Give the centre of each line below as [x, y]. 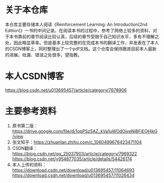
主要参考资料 [31, 111]
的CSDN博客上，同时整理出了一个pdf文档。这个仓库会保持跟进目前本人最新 [81, 49]
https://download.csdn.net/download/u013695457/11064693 [73, 170]
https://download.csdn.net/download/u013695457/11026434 [73, 175]
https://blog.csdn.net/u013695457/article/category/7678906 [66, 90]
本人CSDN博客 [35, 76]
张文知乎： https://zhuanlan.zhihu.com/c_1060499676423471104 [77, 142]
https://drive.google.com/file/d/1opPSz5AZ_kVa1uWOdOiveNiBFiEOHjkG [85, 131]
